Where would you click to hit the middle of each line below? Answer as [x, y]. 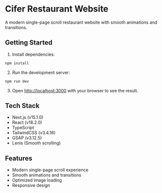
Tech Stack [22, 106]
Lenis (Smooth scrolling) [36, 143]
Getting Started [29, 43]
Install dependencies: [33, 54]
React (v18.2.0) [27, 122]
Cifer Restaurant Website [57, 9]
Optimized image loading [37, 180]
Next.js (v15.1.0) [28, 118]
